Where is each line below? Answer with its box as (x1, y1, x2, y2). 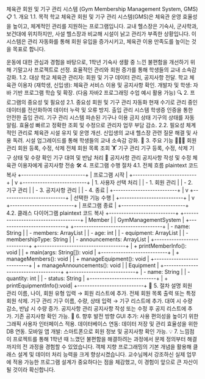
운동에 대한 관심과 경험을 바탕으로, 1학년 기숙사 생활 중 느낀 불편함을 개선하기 (6, 59, 189, 65)
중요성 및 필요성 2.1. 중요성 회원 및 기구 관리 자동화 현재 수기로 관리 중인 (27, 98, 198, 106)
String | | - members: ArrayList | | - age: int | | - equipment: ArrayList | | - (6, 229, 189, 237)
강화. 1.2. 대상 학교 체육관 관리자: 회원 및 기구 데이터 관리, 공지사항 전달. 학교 (6, 74, 189, 81)
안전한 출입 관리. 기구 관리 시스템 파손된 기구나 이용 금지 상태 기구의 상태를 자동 (6, 114, 195, 121)
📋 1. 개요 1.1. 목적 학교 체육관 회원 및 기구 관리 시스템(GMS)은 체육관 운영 (6, 13, 182, 20)
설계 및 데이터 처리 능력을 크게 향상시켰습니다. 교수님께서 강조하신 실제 (17, 351, 185, 358)
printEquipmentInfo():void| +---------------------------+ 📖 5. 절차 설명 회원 (6, 282, 193, 289)
